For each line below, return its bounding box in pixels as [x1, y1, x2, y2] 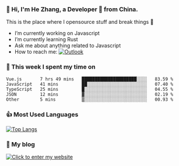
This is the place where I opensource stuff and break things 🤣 [6, 19, 154, 26]
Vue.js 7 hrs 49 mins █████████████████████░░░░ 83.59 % [6, 76, 174, 82]
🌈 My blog [6, 140, 35, 148]
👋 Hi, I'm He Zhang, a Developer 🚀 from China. [6, 5, 138, 13]
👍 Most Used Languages [6, 110, 79, 118]
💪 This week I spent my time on [6, 63, 96, 71]
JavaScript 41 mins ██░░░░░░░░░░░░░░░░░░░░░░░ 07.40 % [6, 81, 174, 87]
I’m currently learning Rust [14, 36, 78, 43]
